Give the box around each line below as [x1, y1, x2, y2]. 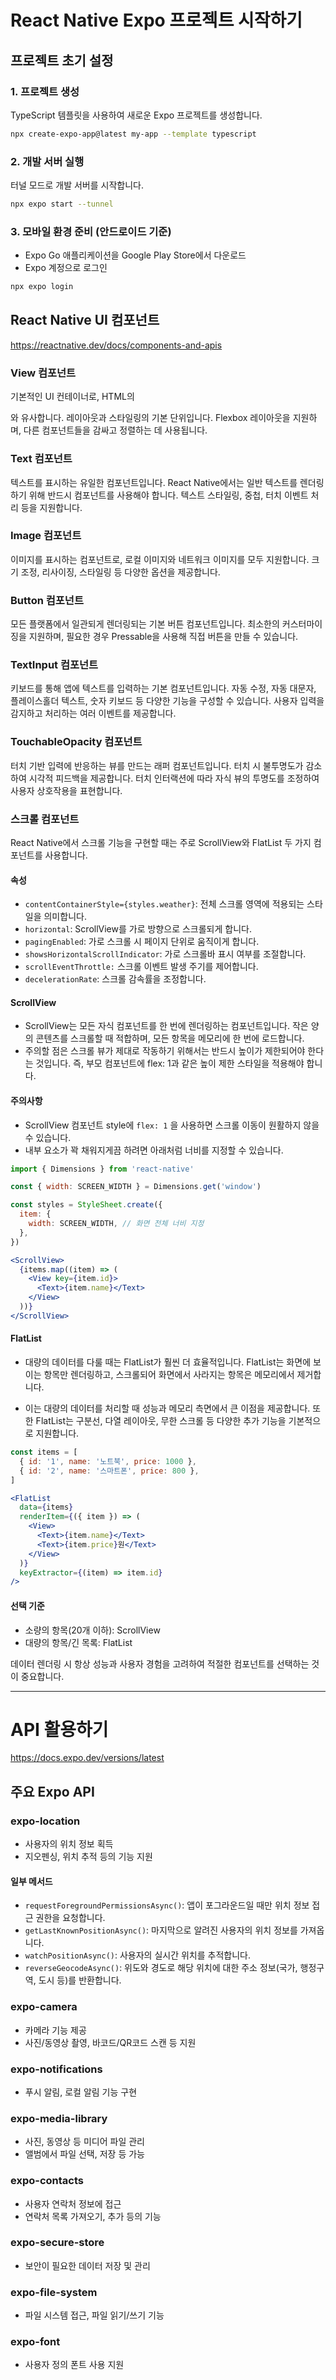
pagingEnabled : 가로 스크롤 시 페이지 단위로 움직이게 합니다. [24, 936, 260, 948]
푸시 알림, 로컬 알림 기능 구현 [24, 2086, 138, 2098]
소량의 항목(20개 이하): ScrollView [24, 1624, 161, 1636]
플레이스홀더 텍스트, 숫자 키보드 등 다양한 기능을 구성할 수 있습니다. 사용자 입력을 [10, 695, 325, 707]
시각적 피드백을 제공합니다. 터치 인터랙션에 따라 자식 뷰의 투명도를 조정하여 [28, 772, 320, 784]
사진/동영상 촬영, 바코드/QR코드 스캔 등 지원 [24, 2036, 197, 2048]
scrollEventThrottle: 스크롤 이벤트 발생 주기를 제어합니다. [24, 961, 259, 973]
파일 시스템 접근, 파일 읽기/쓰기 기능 [24, 2309, 165, 2321]
